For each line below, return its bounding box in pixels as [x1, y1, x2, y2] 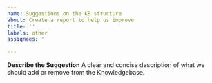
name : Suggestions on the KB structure [7, 10, 122, 17]
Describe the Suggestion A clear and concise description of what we [7, 61, 205, 69]
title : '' [7, 23, 36, 30]
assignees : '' [7, 36, 48, 43]
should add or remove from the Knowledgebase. [7, 68, 145, 77]
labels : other [7, 29, 48, 37]
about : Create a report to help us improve [7, 17, 135, 24]
